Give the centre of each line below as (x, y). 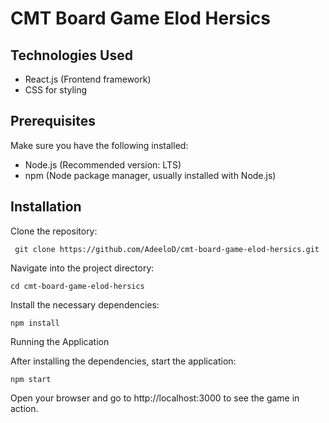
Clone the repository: (54, 231)
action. (24, 408)
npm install (35, 323)
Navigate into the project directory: (82, 268)
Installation (46, 207)
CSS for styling (56, 90)
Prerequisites (53, 121)
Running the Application (60, 341)
